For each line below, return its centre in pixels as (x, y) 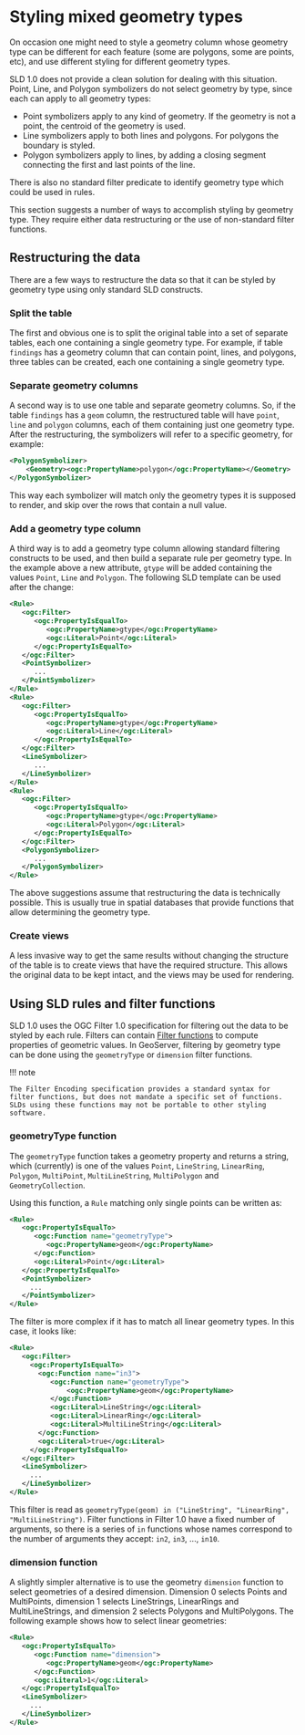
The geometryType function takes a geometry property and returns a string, (149, 1156)
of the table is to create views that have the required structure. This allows (149, 965)
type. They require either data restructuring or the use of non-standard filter (152, 219)
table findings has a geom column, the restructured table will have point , (145, 415)
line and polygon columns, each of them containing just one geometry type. (152, 425)
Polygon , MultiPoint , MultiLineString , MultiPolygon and (114, 1175)
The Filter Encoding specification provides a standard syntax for (140, 1089)
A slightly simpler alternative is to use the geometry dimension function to (147, 1582)
